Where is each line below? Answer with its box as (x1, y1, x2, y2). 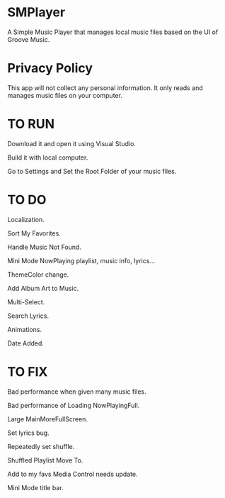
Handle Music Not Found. (7, 243, 81, 251)
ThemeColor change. (7, 270, 69, 279)
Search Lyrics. (7, 311, 50, 320)
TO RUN (7, 116, 55, 132)
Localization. (7, 215, 45, 223)
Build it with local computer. (7, 153, 88, 162)
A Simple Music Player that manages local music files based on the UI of (7, 28, 219, 36)
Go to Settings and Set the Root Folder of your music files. (7, 167, 177, 175)
